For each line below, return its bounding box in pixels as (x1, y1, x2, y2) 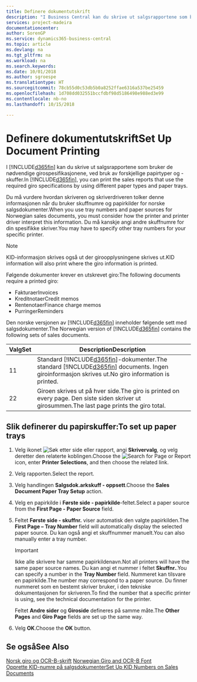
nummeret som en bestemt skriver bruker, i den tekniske (14, 583, 151, 590)
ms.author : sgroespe (6, 74, 57, 80)
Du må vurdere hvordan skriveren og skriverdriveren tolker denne (6, 194, 164, 201)
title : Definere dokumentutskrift (6, 8, 91, 15)
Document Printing (6, 144, 100, 157)
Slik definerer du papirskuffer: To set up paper (6, 421, 177, 431)
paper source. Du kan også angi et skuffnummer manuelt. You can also (14, 529, 185, 536)
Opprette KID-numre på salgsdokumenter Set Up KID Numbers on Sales (6, 664, 179, 671)
